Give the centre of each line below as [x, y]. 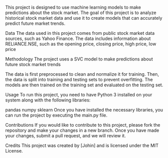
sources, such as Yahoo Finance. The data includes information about [78, 38]
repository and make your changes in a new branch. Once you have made [82, 130]
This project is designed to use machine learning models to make [73, 7]
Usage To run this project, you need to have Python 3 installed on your [79, 95]
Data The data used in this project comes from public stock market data [80, 33]
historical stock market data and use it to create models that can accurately [84, 18]
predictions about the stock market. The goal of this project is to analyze [81, 13]
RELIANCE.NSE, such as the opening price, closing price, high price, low [81, 44]
